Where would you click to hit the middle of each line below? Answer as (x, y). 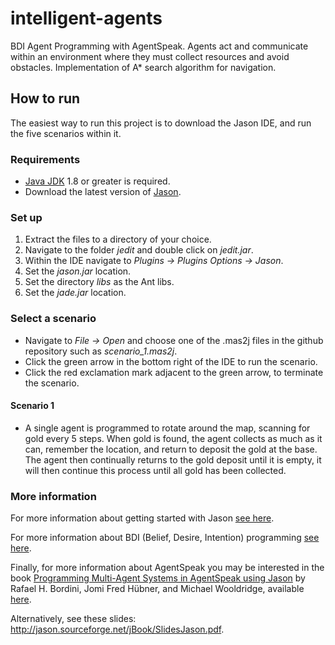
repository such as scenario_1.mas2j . (101, 351)
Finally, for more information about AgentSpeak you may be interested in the (167, 568)
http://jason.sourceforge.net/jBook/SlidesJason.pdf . (117, 629)
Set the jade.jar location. (75, 293)
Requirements (45, 159)
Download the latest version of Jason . (103, 192)
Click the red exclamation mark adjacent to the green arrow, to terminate (174, 372)
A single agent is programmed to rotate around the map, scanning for (167, 428)
